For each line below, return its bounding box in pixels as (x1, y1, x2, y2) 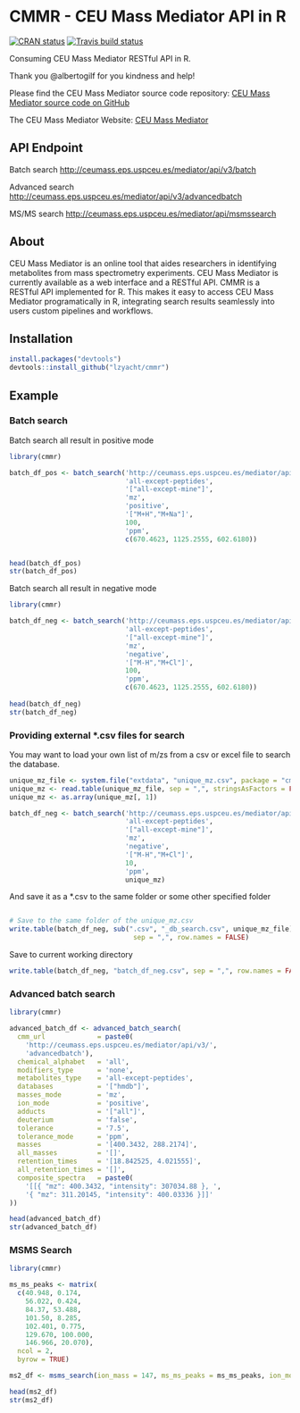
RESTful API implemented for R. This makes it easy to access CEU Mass (9, 286, 274, 297)
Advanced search (9, 181, 74, 192)
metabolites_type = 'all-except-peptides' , (17, 1074, 194, 1083)
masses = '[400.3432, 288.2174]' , (17, 1141, 198, 1150)
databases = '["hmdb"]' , (17, 1083, 150, 1091)
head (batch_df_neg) (9, 699, 82, 708)
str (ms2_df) (9, 1395, 54, 1404)
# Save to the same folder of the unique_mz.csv (9, 916, 194, 925)
